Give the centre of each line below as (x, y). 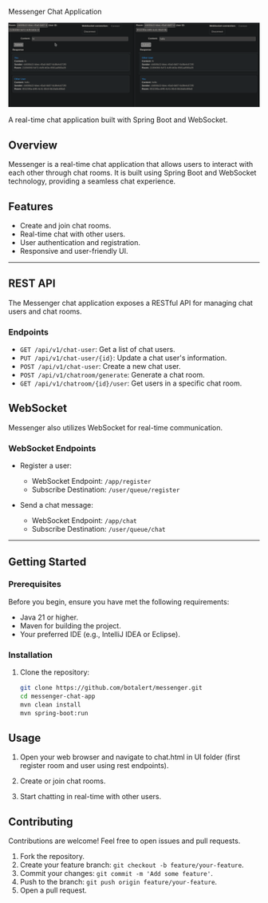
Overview (33, 145)
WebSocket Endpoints (52, 448)
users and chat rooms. (45, 311)
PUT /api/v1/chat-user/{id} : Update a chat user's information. (123, 358)
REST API (32, 284)
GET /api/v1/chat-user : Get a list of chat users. (97, 350)
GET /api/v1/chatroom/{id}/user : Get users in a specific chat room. (131, 383)
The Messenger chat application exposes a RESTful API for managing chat (131, 303)
